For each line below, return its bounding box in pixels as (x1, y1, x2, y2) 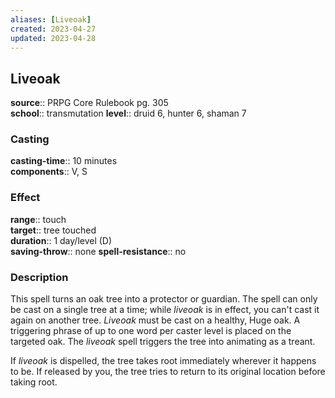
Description (10, 270, 69, 284)
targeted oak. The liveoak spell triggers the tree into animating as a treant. (10, 336, 316, 348)
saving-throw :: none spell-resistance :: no (10, 245, 187, 257)
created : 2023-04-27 (10, 24, 97, 34)
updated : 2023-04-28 (10, 33, 97, 43)
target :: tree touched (10, 224, 97, 236)
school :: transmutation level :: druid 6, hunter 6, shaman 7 (10, 107, 247, 120)
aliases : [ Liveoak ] (10, 14, 92, 25)
